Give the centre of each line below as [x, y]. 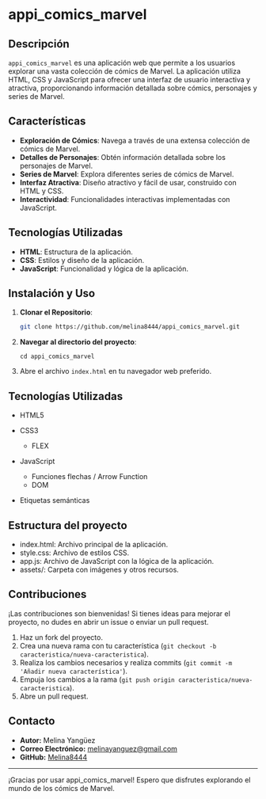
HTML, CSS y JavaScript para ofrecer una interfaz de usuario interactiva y [129, 80]
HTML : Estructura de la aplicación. [76, 252]
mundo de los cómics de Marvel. [61, 788]
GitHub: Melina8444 [53, 757]
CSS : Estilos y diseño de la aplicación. [82, 260]
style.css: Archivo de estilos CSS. [74, 553]
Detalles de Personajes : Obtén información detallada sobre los [122, 157]
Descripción [39, 44]
